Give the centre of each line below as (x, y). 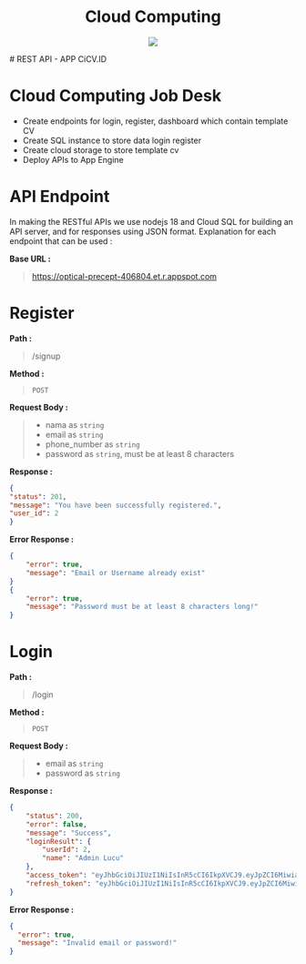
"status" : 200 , (55, 816)
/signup (46, 356)
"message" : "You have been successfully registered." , (116, 505)
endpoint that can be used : (61, 241)
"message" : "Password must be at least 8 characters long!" (142, 607)
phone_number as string (93, 444)
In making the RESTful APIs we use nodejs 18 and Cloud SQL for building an (152, 221)
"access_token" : (57, 876)
